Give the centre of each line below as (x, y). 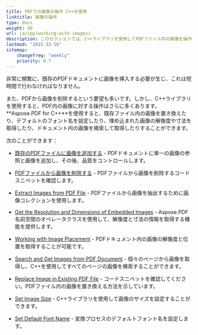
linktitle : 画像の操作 (32, 17)
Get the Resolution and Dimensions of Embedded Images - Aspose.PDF (101, 212)
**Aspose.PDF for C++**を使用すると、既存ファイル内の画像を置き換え (94, 113)
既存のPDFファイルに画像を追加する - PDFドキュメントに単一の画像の (100, 153)
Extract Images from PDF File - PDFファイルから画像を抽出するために (99, 193)
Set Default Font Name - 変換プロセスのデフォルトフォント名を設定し (99, 318)
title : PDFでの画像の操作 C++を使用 (47, 12)
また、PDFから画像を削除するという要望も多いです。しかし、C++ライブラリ (99, 98)
